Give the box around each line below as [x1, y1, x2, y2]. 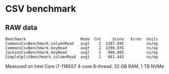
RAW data [5, 23, 38, 32]
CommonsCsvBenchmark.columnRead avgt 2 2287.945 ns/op [5, 41, 158, 46]
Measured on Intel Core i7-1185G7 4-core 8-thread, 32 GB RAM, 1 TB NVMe [5, 63, 164, 69]
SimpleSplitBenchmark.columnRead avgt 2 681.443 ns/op [5, 54, 158, 59]
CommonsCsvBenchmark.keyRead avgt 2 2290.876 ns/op [5, 46, 158, 51]
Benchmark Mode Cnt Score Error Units [5, 36, 158, 42]
